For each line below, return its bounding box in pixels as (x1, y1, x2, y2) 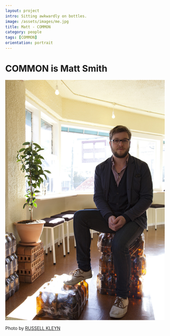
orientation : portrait (5, 41, 53, 46)
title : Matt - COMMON (5, 24, 51, 29)
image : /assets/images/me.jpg (5, 19, 69, 24)
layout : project (5, 8, 39, 13)
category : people (5, 29, 42, 35)
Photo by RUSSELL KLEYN (5, 325, 61, 331)
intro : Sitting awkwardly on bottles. (5, 13, 87, 19)
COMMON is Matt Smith (5, 63, 108, 75)
